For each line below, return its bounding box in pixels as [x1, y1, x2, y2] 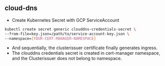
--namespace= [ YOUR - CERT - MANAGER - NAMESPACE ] [4, 36, 96, 41]
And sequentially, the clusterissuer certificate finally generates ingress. [11, 45, 158, 51]
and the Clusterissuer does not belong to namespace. [11, 56, 122, 62]
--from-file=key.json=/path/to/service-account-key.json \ [4, 31, 130, 36]
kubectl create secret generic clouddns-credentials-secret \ [4, 27, 136, 32]
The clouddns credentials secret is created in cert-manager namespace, [11, 50, 160, 56]
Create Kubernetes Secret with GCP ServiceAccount [11, 17, 120, 23]
